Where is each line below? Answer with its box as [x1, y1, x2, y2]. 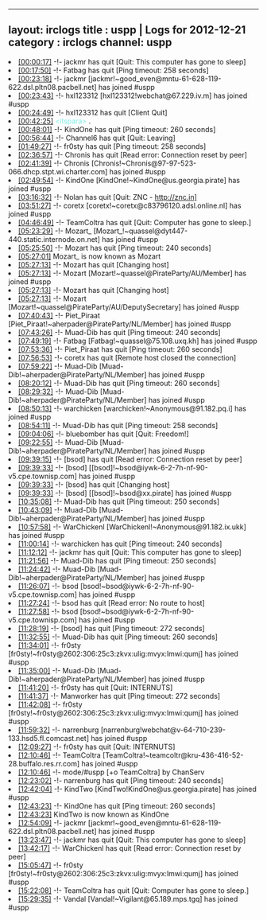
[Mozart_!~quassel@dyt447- [93, 226, 188, 236]
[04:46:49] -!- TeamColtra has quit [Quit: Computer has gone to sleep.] [18, 217, 252, 227]
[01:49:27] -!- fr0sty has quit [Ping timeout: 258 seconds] [18, 141, 207, 151]
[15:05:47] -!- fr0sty [18, 860, 83, 870]
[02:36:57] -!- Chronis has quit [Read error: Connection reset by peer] [18, 150, 248, 159]
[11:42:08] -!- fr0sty [18, 700, 83, 709]
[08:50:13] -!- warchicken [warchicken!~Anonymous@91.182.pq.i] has [18, 403, 246, 413]
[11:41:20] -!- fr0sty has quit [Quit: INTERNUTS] [18, 682, 173, 692]
